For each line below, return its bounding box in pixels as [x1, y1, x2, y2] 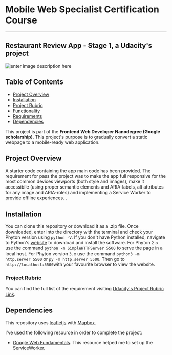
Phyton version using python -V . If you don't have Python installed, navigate [5, 234, 165, 240]
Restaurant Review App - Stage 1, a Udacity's [5, 41, 153, 50]
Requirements [12, 113, 42, 119]
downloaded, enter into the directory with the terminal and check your [5, 229, 153, 235]
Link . [5, 291, 16, 298]
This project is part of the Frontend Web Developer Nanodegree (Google [5, 128, 160, 134]
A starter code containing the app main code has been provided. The [5, 168, 151, 174]
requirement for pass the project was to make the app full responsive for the [5, 173, 166, 179]
